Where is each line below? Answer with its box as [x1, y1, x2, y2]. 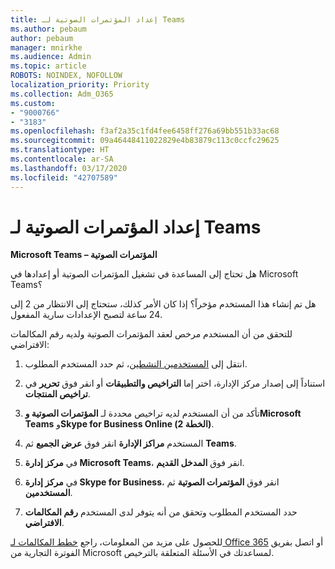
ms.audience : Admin [10, 52, 92, 62]
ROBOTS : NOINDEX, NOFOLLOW [10, 71, 123, 81]
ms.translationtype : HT [10, 145, 110, 155]
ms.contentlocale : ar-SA [10, 154, 114, 164]
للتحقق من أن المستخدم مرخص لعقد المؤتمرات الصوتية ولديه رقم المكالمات [10, 328, 293, 340]
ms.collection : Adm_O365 [10, 89, 114, 99]
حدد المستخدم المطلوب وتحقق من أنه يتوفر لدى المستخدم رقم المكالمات [24, 506, 298, 518]
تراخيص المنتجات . [24, 388, 91, 400]
